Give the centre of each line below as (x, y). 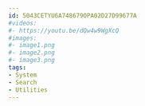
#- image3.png (32, 61)
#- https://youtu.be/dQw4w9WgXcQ (64, 30)
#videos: (23, 23)
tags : (17, 68)
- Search (23, 82)
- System (23, 75)
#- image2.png (32, 53)
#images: (23, 38)
